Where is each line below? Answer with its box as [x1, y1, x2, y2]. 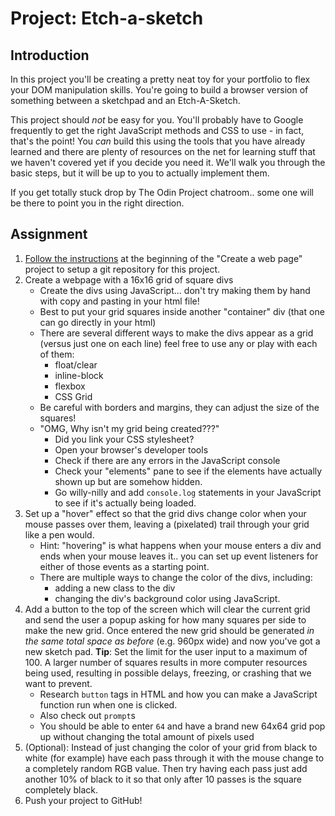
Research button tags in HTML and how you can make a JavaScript [39, 688, 318, 700]
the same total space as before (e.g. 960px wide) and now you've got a [24, 635, 321, 647]
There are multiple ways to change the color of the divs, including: [39, 571, 313, 583]
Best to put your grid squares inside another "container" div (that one [39, 305, 325, 317]
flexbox [54, 380, 86, 392]
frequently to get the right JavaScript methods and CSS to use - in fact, [10, 125, 305, 136]
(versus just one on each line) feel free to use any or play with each [39, 337, 318, 349]
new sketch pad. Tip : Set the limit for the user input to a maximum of [24, 645, 308, 657]
